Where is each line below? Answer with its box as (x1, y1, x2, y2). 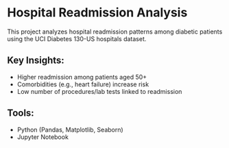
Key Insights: (7, 55, 65, 66)
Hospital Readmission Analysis (7, 5, 188, 21)
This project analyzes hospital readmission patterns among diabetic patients (7, 27, 223, 36)
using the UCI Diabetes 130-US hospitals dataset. (7, 34, 147, 42)
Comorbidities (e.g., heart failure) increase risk (16, 80, 149, 88)
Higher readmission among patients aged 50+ (16, 73, 147, 81)
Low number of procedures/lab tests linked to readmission (16, 87, 182, 95)
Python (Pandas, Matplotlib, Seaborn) (16, 125, 123, 134)
